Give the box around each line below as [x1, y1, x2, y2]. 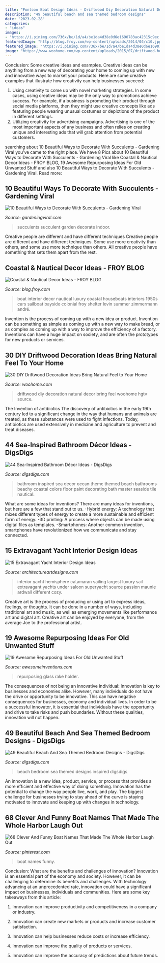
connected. [5, 532, 28, 538]
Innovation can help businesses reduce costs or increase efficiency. [12, 933, 150, 939]
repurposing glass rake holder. [17, 673, 80, 680]
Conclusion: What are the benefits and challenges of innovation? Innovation [5, 868, 158, 874]
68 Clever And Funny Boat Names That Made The [5, 813, 160, 822]
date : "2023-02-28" [5, 16, 45, 21]
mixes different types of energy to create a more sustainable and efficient [5, 511, 154, 517]
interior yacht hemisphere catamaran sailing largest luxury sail [17, 578, 143, 584]
